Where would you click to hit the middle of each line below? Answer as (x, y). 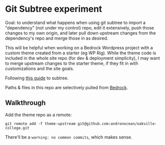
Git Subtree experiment (54, 9)
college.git (17, 128)
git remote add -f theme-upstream (41, 123)
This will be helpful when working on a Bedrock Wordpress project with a (79, 48)
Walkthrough (25, 103)
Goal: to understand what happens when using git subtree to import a (75, 23)
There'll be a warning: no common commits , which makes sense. (69, 137)
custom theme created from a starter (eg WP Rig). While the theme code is (81, 53)
